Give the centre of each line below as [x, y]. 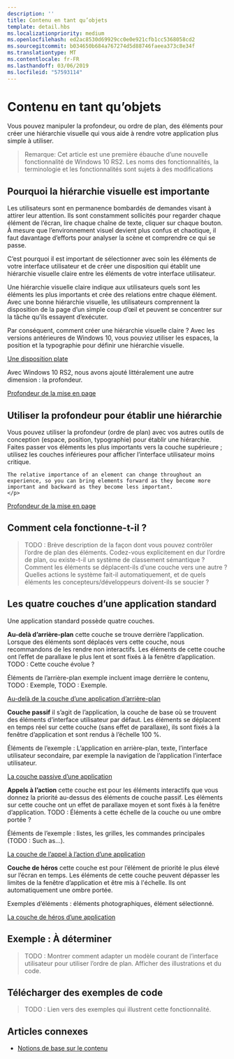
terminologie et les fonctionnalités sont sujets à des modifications [119, 169]
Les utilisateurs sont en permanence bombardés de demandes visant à [109, 208]
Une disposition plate [38, 359]
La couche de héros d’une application [61, 917]
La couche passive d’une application [60, 776]
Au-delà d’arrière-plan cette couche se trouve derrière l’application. [106, 634]
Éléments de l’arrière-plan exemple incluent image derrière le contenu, [109, 677]
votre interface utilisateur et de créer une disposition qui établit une [104, 266]
